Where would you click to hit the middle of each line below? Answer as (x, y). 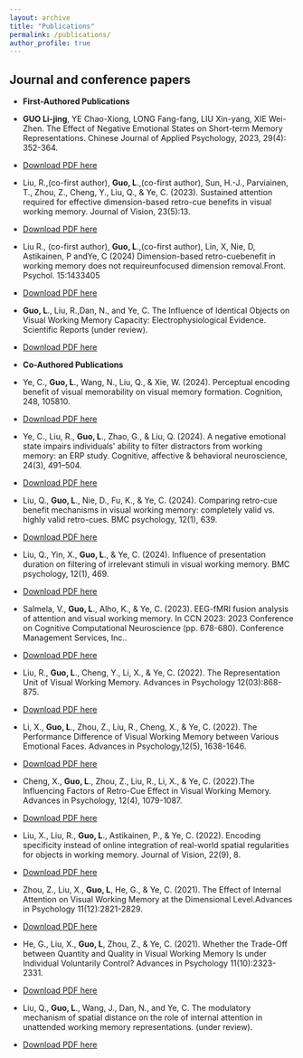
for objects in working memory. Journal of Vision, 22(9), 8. (132, 855)
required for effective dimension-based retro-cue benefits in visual (147, 202)
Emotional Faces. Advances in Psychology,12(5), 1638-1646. (134, 746)
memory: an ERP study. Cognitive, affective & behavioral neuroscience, (155, 456)
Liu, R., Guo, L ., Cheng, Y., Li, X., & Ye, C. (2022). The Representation (151, 673)
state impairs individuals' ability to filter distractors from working (142, 446)
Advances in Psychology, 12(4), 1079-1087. (102, 800)
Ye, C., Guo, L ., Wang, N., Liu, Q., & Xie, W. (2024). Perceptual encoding (156, 383)
